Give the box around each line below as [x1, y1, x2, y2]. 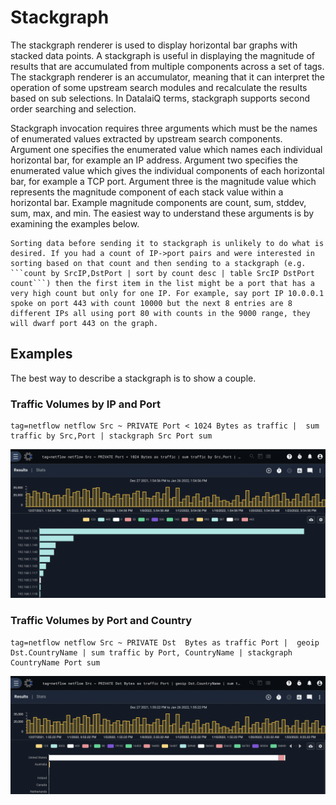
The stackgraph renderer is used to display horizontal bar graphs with [10, 39, 298, 51]
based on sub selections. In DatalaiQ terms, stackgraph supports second [10, 92, 310, 104]
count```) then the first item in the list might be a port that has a [10, 278, 315, 288]
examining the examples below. [10, 217, 140, 230]
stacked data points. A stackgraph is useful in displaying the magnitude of [10, 49, 316, 61]
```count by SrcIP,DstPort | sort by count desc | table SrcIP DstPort [10, 268, 315, 278]
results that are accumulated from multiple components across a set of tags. [10, 60, 325, 72]
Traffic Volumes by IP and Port [10, 397, 162, 411]
